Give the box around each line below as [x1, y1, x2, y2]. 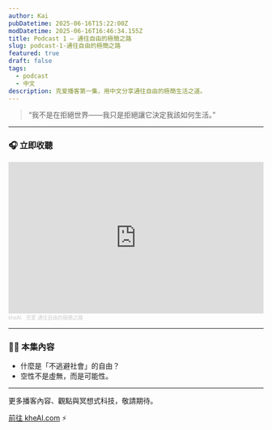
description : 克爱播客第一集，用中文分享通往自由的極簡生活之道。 [8, 86, 206, 95]
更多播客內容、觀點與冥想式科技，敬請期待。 [8, 395, 158, 405]
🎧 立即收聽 [8, 140, 53, 151]
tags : [8, 65, 27, 73]
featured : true [8, 49, 60, 57]
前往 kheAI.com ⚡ [8, 413, 67, 423]
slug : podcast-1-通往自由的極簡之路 [8, 42, 121, 50]
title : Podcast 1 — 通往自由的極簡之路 [8, 34, 132, 43]
